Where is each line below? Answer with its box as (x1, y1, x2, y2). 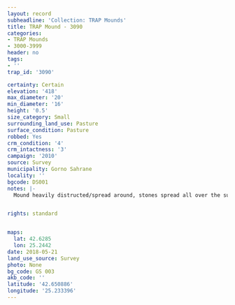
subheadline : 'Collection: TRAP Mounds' (7, 17, 127, 24)
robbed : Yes (7, 133, 42, 140)
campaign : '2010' (7, 153, 58, 160)
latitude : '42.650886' (7, 281, 73, 288)
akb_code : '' (7, 274, 45, 281)
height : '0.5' (7, 107, 49, 114)
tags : (7, 56, 23, 63)
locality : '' (7, 172, 45, 179)
